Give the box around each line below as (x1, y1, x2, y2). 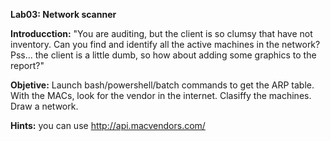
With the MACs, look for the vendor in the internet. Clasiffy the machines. (10, 90, 312, 101)
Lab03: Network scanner (10, 9, 117, 20)
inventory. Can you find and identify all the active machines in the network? (10, 39, 321, 50)
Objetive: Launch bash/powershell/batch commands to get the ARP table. (10, 79, 315, 91)
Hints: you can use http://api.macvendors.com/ (10, 120, 206, 131)
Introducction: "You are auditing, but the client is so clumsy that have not (10, 28, 313, 39)
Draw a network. (10, 100, 79, 112)
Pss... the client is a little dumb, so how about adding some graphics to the (10, 49, 317, 61)
